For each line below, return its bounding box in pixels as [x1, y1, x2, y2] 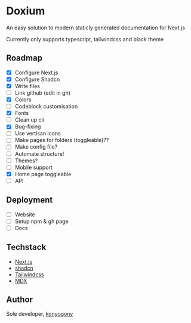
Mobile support [14, 164, 53, 171]
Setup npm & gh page [14, 218, 69, 225]
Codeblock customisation [14, 103, 78, 110]
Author [6, 295, 33, 305]
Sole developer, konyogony [6, 310, 73, 318]
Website [14, 211, 35, 218]
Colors [14, 96, 32, 103]
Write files [14, 82, 40, 89]
